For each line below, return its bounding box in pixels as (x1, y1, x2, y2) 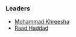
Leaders (5, 4, 31, 13)
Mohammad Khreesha (14, 18, 70, 25)
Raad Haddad (14, 24, 49, 32)
